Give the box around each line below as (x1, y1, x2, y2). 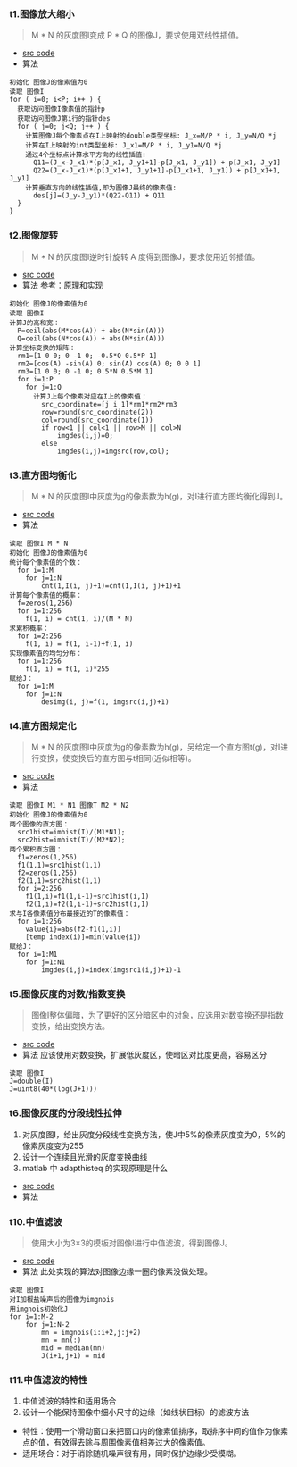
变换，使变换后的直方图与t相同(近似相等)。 (38, 753, 196, 764)
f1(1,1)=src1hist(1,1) (17, 860, 102, 870)
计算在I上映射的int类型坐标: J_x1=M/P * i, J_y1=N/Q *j (25, 141, 223, 150)
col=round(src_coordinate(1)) (41, 415, 153, 424)
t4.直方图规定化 (9, 719, 78, 732)
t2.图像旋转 (9, 230, 59, 242)
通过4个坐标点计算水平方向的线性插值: (25, 150, 147, 160)
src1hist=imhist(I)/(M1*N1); (17, 828, 126, 837)
